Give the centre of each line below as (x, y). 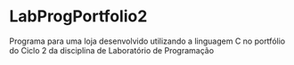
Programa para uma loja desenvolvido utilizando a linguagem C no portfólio (147, 41)
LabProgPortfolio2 (78, 16)
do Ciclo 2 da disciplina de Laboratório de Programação (112, 50)
